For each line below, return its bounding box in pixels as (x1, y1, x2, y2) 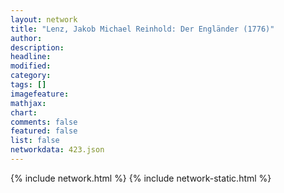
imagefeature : (10, 89, 70, 99)
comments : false (10, 117, 78, 127)
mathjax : (10, 98, 47, 108)
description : (10, 42, 65, 53)
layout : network (10, 14, 78, 25)
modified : (10, 61, 52, 71)
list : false (10, 136, 60, 146)
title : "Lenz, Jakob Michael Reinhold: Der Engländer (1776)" (10, 24, 275, 34)
